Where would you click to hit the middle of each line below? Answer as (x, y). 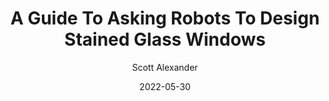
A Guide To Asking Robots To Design (165, 18)
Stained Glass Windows (165, 39)
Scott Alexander (165, 67)
